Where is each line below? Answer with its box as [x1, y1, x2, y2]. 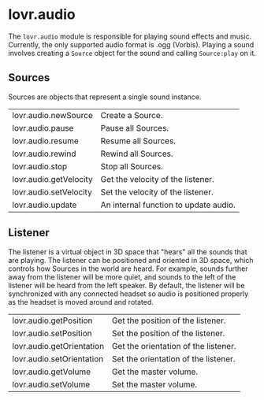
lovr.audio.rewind [12, 148, 76, 159]
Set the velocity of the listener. [100, 187, 214, 198]
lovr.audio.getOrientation [12, 340, 105, 351]
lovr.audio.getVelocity [12, 173, 93, 184]
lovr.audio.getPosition [12, 315, 93, 326]
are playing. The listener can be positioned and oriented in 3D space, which [8, 255, 254, 265]
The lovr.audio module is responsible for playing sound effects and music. [8, 31, 252, 41]
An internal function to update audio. [100, 199, 236, 210]
